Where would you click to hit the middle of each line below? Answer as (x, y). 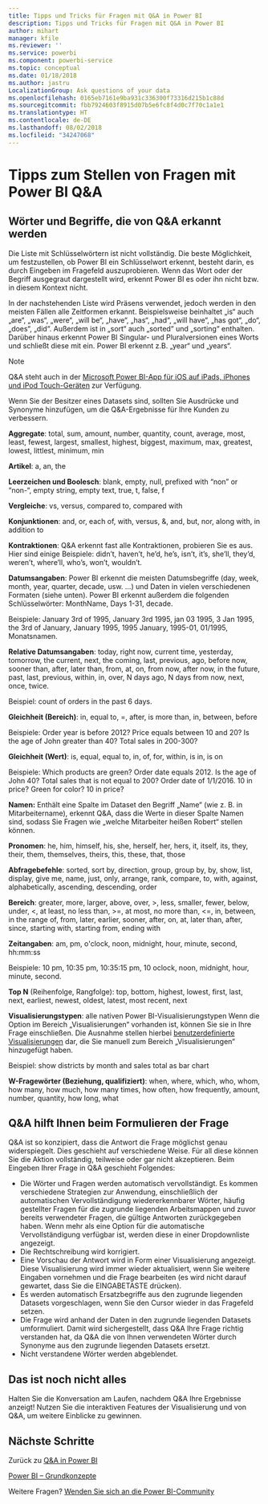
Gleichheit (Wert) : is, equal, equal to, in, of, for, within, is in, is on (116, 756)
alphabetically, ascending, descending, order (83, 887)
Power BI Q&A (55, 191)
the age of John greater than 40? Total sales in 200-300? (103, 741)
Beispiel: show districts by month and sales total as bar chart (109, 1065)
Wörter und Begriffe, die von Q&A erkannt (115, 222)
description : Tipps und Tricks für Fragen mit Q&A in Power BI (116, 23)
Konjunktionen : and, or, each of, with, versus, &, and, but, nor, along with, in (134, 521)
